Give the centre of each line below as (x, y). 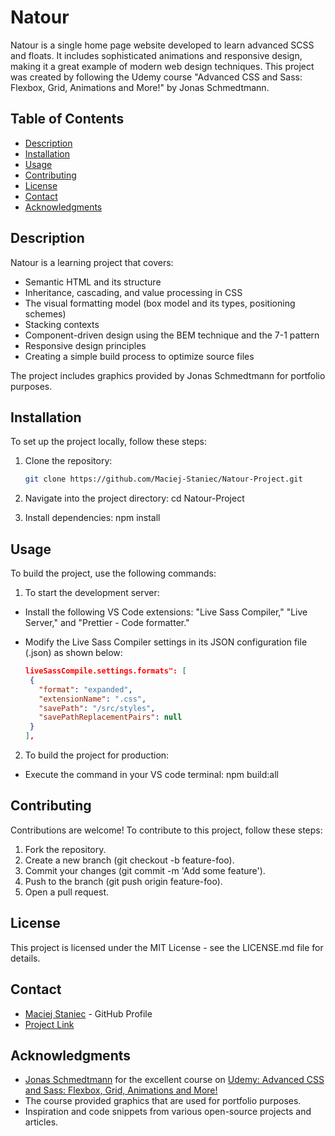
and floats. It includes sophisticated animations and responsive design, (156, 55)
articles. (41, 1122)
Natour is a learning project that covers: (92, 262)
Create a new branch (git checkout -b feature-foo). (129, 860)
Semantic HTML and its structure (93, 282)
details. (25, 958)
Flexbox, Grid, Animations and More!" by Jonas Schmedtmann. (140, 87)
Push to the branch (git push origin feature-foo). (123, 881)
